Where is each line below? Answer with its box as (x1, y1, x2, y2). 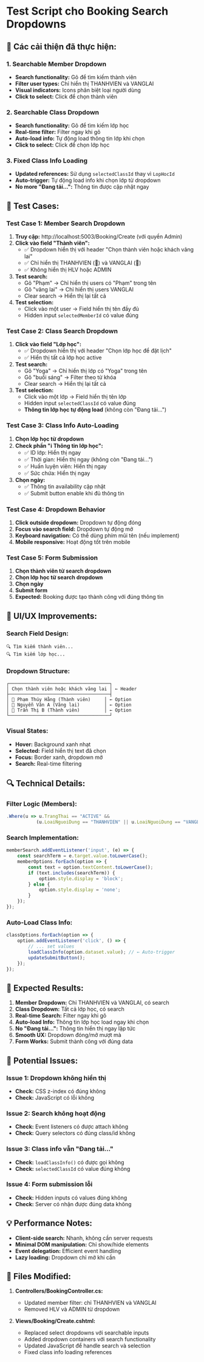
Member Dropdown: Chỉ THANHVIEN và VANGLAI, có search (15, 999, 170, 1007)
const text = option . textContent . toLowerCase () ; (28, 864, 154, 870)
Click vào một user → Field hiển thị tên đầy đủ (24, 306, 140, 313)
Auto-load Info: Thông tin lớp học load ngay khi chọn (15, 1018, 149, 1026)
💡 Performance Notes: (6, 1218, 93, 1229)
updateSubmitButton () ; (28, 954, 86, 961)
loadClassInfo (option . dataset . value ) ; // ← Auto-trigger (28, 949, 175, 955)
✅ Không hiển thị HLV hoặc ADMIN (24, 266, 112, 273)
